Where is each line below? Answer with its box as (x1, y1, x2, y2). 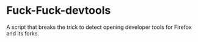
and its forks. (6, 29, 40, 37)
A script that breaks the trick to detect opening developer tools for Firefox (6, 23, 192, 31)
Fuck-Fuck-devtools (6, 4, 111, 17)
